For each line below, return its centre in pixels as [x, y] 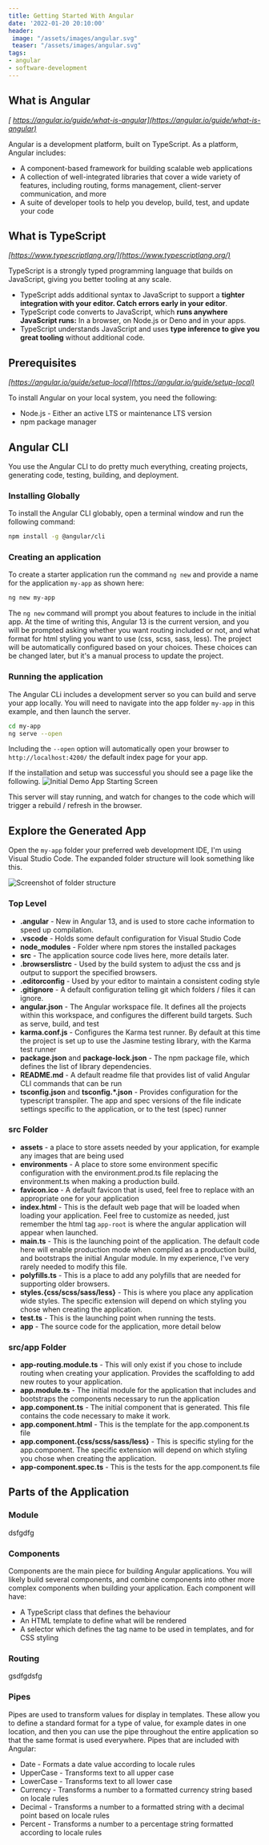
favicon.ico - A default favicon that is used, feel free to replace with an [137, 1190]
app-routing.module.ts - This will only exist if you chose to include [131, 1365]
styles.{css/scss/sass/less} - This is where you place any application [137, 1292]
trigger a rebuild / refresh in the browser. [75, 806]
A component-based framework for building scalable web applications [136, 168]
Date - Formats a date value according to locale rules [107, 1764]
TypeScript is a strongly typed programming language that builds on [121, 271]
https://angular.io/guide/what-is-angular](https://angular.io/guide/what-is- [137, 120]
